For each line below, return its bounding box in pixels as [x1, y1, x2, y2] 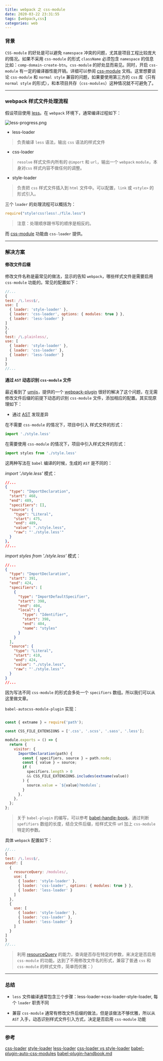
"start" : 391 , [9, 576, 38, 581]
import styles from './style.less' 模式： [5, 553, 81, 559]
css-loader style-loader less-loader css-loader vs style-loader [5, 1045, 130, 1051]
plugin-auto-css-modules [5, 1050, 57, 1056]
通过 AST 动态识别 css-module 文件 [5, 377, 72, 383]
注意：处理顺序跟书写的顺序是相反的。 [16, 220, 94, 226]
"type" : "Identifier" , [22, 612, 68, 617]
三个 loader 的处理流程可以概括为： [5, 201, 76, 207]
